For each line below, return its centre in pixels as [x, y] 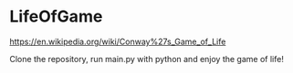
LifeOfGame [56, 17]
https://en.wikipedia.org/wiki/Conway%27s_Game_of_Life [118, 41]
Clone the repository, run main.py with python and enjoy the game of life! [147, 59]
